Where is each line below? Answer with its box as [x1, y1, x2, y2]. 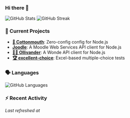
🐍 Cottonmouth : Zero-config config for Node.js [12, 39, 108, 45]
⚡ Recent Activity [5, 94, 48, 101]
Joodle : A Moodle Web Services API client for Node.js [12, 44, 122, 50]
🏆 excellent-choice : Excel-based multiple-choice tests [12, 55, 125, 61]
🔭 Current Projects [5, 28, 50, 35]
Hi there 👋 [5, 4, 29, 11]
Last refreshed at [5, 108, 40, 114]
